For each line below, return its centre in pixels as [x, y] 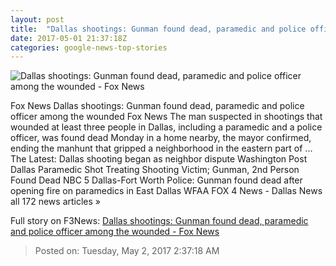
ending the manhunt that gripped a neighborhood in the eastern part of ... [161, 148]
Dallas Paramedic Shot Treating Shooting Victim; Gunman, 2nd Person [155, 170]
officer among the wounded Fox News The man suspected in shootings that [166, 117]
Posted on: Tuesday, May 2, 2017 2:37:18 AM [127, 251]
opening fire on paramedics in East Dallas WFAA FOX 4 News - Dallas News [166, 191]
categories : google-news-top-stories [89, 47]
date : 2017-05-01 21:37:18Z [69, 38]
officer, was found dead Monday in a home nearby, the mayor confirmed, [161, 138]
